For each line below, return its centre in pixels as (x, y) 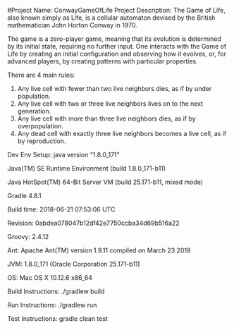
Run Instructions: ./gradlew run (52, 305)
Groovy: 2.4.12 (28, 237)
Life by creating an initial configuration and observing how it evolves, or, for (117, 54)
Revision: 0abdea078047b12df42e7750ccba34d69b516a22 (93, 223)
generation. (34, 111)
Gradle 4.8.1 (24, 196)
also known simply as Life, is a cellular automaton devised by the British (111, 18)
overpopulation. (40, 126)
